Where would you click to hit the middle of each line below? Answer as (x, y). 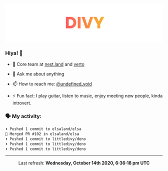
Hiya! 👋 (14, 53)
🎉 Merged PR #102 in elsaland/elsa (42, 134)
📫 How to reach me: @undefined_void (52, 83)
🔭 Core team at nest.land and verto (48, 64)
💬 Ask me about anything (38, 73)
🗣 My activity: (23, 116)
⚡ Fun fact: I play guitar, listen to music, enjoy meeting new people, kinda (87, 95)
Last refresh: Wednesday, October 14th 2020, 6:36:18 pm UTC (84, 163)
